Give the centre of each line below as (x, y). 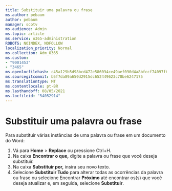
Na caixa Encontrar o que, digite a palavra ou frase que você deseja (85, 156)
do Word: (15, 141)
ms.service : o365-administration (41, 39)
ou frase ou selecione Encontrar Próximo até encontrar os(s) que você (87, 178)
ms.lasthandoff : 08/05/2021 (35, 91)
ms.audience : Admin (26, 29)
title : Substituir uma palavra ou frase (49, 10)
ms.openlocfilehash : (27, 72)
